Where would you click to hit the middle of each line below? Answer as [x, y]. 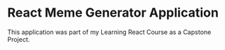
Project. [19, 39]
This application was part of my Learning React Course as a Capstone [109, 32]
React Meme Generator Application [113, 13]
